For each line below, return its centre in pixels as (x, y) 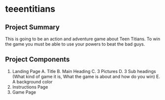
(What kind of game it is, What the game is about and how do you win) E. (86, 76)
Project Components (37, 60)
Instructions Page (30, 87)
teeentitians (30, 9)
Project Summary (33, 27)
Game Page (24, 92)
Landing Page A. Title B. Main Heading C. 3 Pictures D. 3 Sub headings (84, 71)
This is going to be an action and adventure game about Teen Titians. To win (83, 39)
